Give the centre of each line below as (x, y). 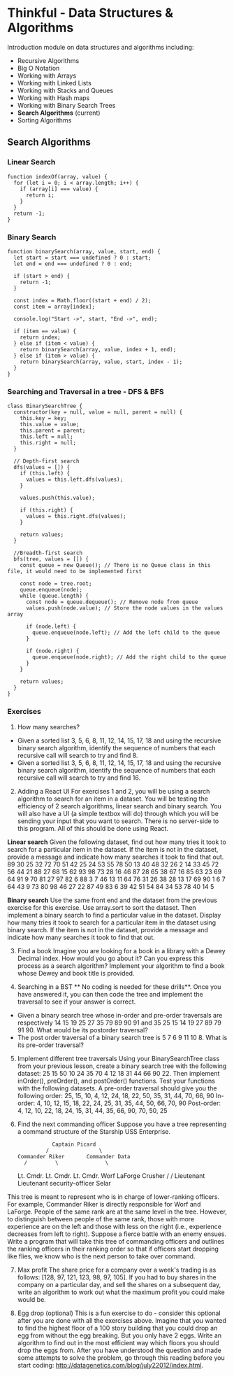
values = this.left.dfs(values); (74, 480)
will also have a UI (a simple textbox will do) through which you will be (118, 813)
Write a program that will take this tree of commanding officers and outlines (116, 1241)
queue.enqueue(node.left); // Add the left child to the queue (126, 633)
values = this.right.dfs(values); (76, 517)
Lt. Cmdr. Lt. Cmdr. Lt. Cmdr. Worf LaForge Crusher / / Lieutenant (111, 1175)
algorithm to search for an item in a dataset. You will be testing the (112, 799)
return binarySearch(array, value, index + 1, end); (98, 349)
